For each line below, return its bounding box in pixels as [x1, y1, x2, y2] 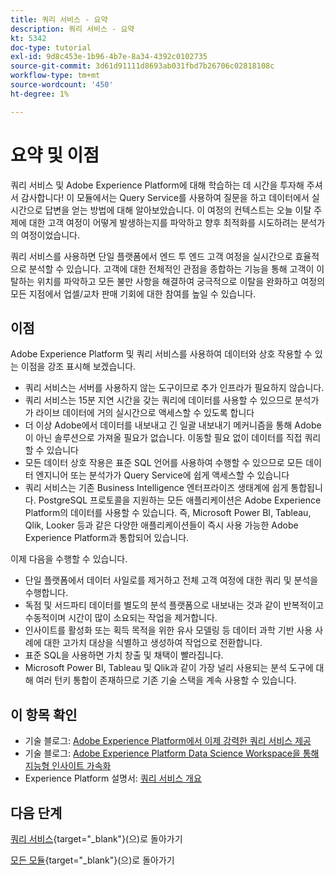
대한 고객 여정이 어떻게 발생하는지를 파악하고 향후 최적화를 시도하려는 [28, 216, 299, 228]
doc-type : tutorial [10, 42, 92, 53]
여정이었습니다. [20, 229, 81, 241]
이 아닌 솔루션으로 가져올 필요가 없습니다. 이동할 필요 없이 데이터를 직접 [24, 432, 303, 444]
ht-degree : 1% [10, 89, 70, 99]
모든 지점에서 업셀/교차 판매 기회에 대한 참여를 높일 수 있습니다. [10, 287, 257, 300]
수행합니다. [24, 587, 69, 599]
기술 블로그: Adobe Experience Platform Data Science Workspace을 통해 [24, 747, 320, 760]
